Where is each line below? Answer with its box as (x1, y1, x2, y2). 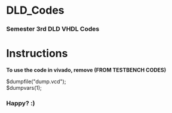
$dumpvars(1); (6, 84, 42, 92)
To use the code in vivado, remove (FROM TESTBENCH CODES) (6, 67, 167, 74)
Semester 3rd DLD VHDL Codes (6, 25, 100, 33)
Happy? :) (6, 99, 35, 107)
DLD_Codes (6, 4, 64, 17)
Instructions (6, 47, 68, 60)
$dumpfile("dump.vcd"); (6, 78, 66, 85)
